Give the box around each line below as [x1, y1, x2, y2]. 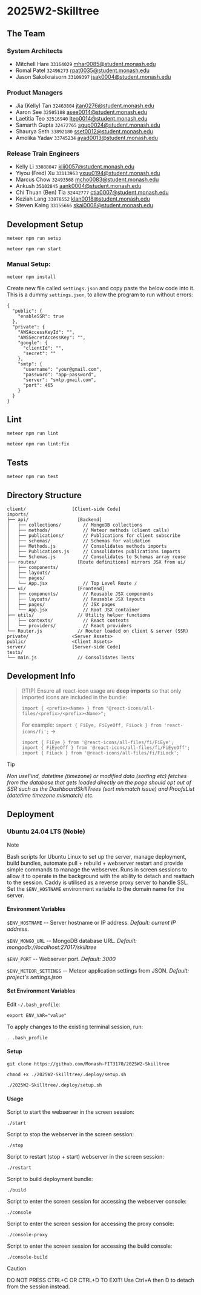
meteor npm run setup [7, 235, 62, 242]
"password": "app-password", [22, 371, 97, 378]
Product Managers [7, 88, 63, 96]
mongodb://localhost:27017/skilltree [7, 944, 97, 951]
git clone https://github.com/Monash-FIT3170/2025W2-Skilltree [7, 1061, 170, 1067]
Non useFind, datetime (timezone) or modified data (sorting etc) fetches [7, 772, 187, 779]
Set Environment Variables [7, 987, 76, 994]
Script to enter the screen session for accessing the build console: [7, 1242, 173, 1250]
